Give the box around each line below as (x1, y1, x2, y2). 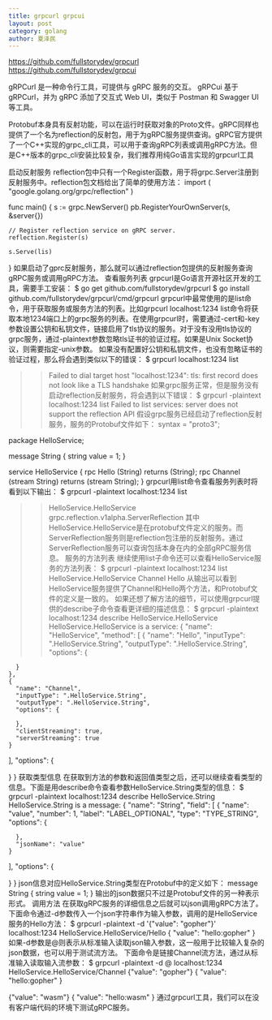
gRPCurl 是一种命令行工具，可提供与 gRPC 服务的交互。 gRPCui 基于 (8, 82, 239, 92)
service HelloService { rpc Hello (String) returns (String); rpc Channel (8, 467, 241, 477)
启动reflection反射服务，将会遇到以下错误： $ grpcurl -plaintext (48, 390, 261, 400)
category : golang (8, 27, 67, 35)
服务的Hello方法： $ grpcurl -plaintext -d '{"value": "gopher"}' (8, 919, 217, 929)
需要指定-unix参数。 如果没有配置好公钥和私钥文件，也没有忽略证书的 (29, 344, 262, 354)
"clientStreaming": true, (15, 727, 104, 735)
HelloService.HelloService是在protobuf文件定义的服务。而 (48, 523, 244, 532)
